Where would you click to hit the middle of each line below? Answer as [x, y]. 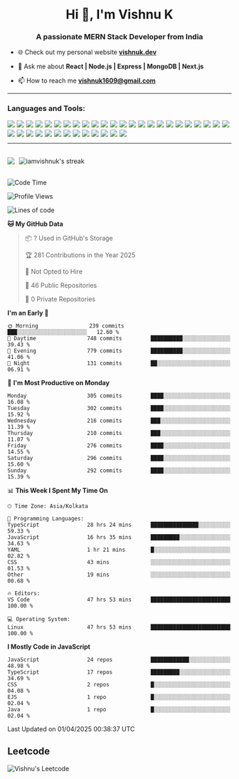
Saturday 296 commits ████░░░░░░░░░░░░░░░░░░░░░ [119, 458]
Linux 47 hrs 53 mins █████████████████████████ [119, 627]
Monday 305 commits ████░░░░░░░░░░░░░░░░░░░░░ [119, 396]
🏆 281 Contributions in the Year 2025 [80, 255]
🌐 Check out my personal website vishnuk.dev [87, 52]
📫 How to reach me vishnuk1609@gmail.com [87, 80]
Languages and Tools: [46, 108]
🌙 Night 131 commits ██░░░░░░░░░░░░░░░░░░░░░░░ [119, 363]
